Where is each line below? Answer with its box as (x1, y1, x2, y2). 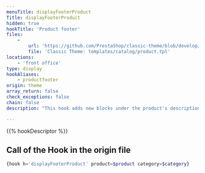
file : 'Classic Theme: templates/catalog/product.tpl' (28, 49, 171, 55)
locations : (6, 54, 34, 60)
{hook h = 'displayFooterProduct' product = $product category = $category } (6, 161, 190, 168)
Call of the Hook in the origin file (6, 144, 131, 155)
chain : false (6, 99, 40, 105)
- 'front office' (17, 60, 62, 66)
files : (6, 32, 23, 38)
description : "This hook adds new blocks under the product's (6, 105, 168, 111)
